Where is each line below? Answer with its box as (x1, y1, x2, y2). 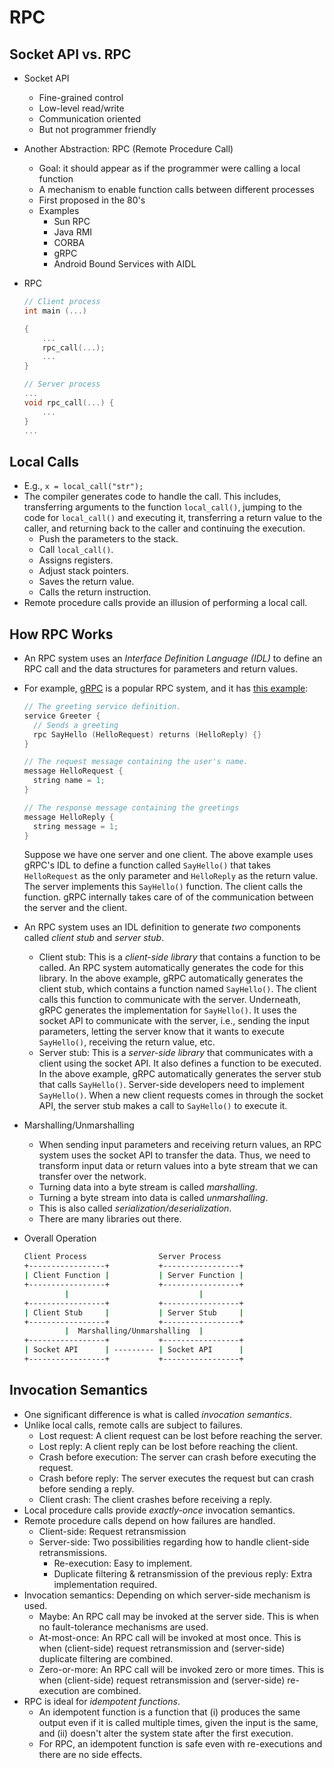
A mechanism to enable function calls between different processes (38, 184, 315, 195)
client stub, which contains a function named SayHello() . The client (38, 983, 317, 995)
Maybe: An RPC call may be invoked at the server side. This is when (38, 1610, 319, 1622)
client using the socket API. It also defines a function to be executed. (38, 1057, 322, 1070)
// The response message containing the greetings (23, 802, 240, 813)
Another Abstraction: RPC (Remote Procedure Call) (23, 143, 234, 155)
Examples (38, 205, 80, 216)
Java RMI (53, 226, 93, 238)
